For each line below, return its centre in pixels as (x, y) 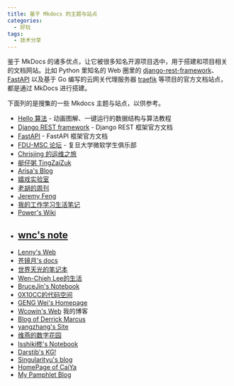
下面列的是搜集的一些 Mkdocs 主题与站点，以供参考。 (86, 103)
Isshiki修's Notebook (48, 344)
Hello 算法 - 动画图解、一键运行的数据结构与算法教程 (94, 119)
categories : (25, 21)
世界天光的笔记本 (43, 269)
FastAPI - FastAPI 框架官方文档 (63, 136)
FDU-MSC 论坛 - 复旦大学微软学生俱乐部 (77, 145)
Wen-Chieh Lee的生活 (50, 278)
